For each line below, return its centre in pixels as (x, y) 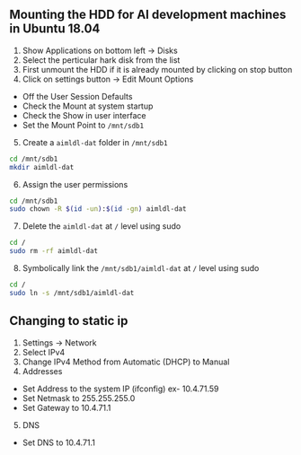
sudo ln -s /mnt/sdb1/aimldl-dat (72, 293)
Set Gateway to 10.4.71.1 (66, 407)
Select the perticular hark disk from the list (101, 60)
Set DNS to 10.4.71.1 (59, 442)
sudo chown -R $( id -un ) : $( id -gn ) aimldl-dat (98, 209)
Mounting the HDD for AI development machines (148, 15)
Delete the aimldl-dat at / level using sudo (102, 226)
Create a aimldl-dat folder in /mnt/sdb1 (95, 142)
